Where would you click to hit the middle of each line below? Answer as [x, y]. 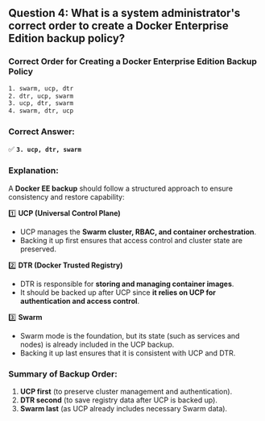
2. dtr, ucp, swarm [41, 96]
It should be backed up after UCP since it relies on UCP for [118, 292]
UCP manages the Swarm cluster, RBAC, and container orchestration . [138, 232]
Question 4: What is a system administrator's [124, 13]
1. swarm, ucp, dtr [41, 88]
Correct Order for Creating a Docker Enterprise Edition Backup [133, 61]
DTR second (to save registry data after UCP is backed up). [118, 400]
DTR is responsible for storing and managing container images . [127, 284]
